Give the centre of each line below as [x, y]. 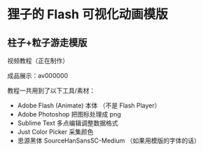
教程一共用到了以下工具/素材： [51, 91]
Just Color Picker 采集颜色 [55, 132]
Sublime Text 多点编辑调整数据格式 [68, 123]
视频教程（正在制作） [38, 61]
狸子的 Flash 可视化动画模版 [87, 14]
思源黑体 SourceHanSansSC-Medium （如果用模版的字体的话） [109, 140]
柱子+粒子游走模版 [47, 42]
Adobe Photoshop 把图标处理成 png [69, 114]
